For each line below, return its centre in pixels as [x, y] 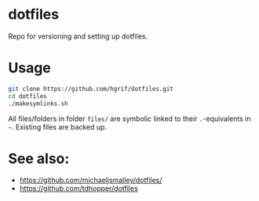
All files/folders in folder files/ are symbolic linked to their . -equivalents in [129, 119]
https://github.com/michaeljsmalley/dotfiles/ [91, 180]
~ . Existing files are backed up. [58, 126]
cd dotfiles [27, 96]
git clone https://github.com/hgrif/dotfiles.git [91, 89]
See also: [39, 158]
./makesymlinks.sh [38, 104]
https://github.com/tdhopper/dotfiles [79, 188]
